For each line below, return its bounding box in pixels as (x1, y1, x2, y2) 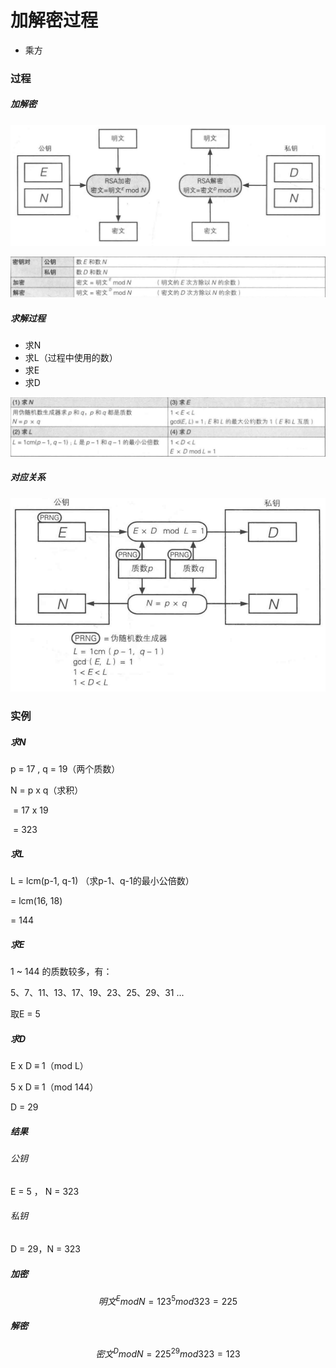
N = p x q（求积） (10, 784, 84, 796)
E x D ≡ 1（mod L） (10, 1060, 89, 1072)
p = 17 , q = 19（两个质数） (10, 763, 121, 775)
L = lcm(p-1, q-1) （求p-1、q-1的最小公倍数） (10, 875, 195, 887)
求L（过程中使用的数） (24, 352, 118, 364)
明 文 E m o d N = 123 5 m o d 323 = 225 (98, 1293, 238, 1307)
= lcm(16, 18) (10, 895, 63, 907)
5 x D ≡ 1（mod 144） (10, 1081, 99, 1093)
